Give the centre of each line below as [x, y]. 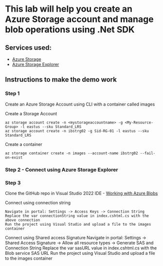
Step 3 [13, 182]
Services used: [28, 47]
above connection [23, 220]
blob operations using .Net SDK [70, 30]
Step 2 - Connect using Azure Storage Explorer [62, 170]
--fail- [148, 153]
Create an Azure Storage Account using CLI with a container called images [80, 104]
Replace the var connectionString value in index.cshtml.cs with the [77, 216]
